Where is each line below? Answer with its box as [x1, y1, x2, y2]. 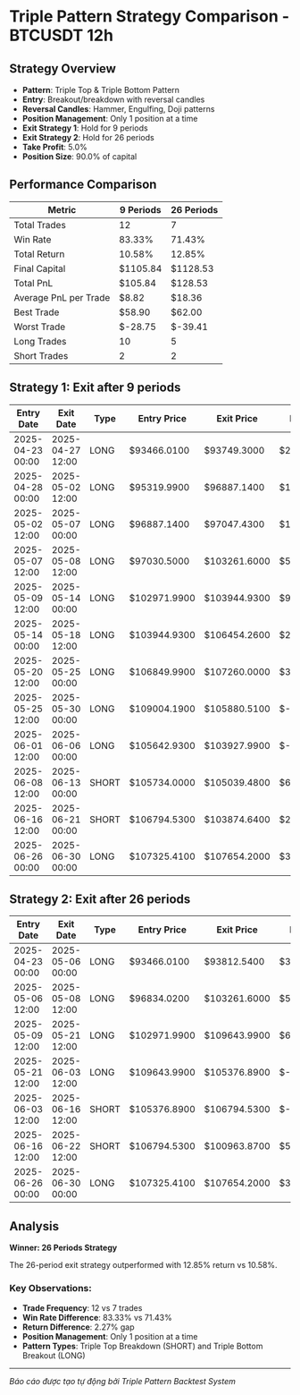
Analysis [9, 1219, 60, 1234]
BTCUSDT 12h [9, 25, 114, 46]
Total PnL [13, 276, 54, 289]
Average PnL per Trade [13, 291, 111, 303]
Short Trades [13, 349, 69, 362]
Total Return [13, 248, 65, 260]
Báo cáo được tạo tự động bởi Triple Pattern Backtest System [9, 1375, 237, 1386]
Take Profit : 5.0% [21, 141, 87, 152]
